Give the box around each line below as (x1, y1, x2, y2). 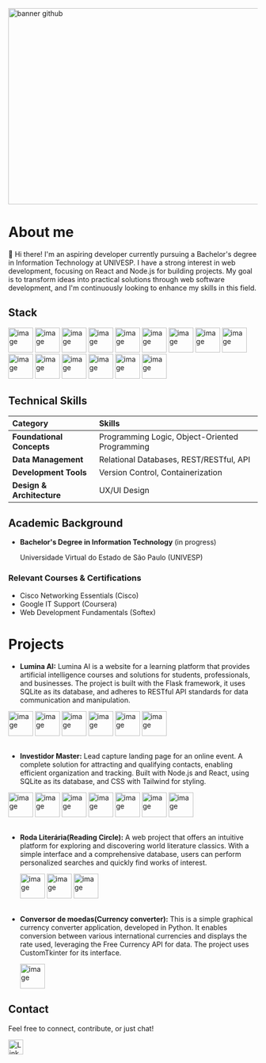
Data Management (12, 453, 84, 465)
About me (8, 224, 74, 241)
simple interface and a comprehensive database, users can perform (19, 850, 241, 859)
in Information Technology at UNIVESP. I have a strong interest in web (8, 258, 236, 267)
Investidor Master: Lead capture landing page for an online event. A (19, 751, 243, 760)
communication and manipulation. (19, 695, 131, 705)
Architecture (12, 489, 61, 500)
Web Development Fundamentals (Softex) (19, 607, 156, 617)
